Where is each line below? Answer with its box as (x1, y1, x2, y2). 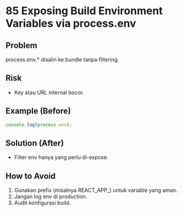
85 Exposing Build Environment (5, 4, 163, 18)
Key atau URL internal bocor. (14, 89, 84, 96)
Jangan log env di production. (14, 193, 88, 200)
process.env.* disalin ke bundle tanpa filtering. (5, 56, 120, 63)
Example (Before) (5, 106, 72, 116)
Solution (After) (5, 138, 65, 148)
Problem (5, 40, 38, 50)
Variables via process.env (5, 17, 137, 30)
